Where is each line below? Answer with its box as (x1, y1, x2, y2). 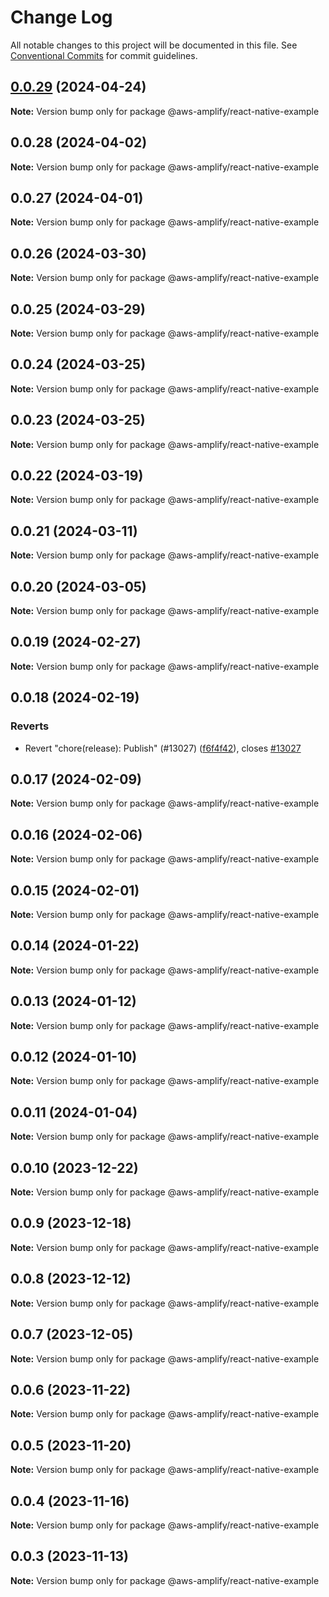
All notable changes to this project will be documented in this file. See (10, 39, 298, 51)
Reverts (10, 719, 50, 733)
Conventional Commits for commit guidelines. (10, 49, 198, 61)
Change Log (10, 6, 113, 29)
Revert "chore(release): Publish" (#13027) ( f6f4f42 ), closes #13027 (24, 742, 302, 754)
